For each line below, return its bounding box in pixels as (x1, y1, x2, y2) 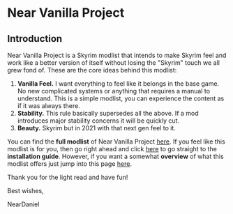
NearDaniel (7, 200, 40, 208)
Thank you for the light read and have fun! (7, 173, 128, 181)
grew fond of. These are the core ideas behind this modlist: (7, 66, 177, 74)
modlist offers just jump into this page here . (7, 160, 133, 168)
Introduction (7, 33, 63, 45)
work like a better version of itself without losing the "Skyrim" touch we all (7, 59, 220, 67)
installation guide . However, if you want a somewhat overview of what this (7, 152, 225, 160)
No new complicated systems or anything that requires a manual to (17, 87, 211, 95)
